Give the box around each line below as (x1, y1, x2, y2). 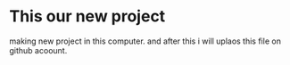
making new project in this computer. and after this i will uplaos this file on (9, 36, 281, 46)
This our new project (9, 6, 166, 27)
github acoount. (9, 45, 68, 55)
